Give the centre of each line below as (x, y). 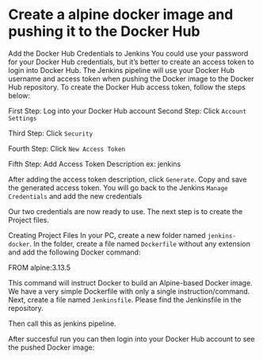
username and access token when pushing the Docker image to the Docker (131, 79)
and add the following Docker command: (74, 252)
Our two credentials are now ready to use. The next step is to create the (126, 211)
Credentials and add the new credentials (75, 196)
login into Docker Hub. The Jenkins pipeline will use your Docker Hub (122, 70)
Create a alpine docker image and (121, 15)
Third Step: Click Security (51, 133)
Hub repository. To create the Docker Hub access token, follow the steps (127, 87)
